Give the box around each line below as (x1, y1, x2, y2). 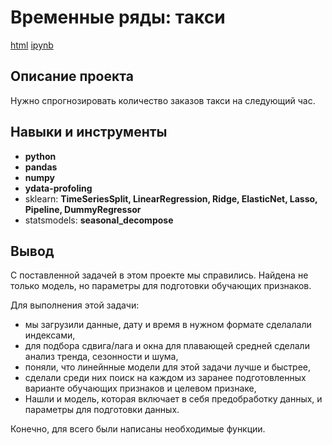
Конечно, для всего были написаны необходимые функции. (10, 423, 266, 435)
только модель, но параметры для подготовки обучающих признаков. (10, 280, 312, 292)
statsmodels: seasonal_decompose (24, 214, 174, 226)
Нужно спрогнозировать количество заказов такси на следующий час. (10, 94, 316, 106)
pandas (24, 161, 58, 173)
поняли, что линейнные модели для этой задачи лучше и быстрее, (24, 361, 311, 373)
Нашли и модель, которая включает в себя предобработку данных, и (24, 393, 323, 405)
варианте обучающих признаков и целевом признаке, (24, 382, 257, 395)
